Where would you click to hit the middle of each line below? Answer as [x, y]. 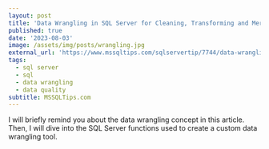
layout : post [30, 16]
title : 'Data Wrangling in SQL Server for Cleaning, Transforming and [128, 23]
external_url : [32, 53]
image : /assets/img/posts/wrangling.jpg [77, 45]
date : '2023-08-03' [41, 38]
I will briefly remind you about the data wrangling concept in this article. [126, 120]
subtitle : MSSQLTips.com [50, 97]
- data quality [41, 90]
